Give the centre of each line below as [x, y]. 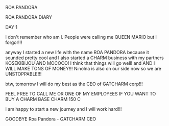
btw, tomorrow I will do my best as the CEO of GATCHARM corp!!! [74, 84]
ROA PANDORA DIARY [29, 17]
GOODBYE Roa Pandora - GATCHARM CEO [51, 119]
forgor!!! [14, 42]
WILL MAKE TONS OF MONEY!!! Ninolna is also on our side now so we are [83, 69]
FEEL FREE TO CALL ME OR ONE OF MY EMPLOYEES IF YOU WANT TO [81, 94]
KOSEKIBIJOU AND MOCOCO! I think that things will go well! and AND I [80, 63]
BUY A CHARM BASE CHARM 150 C [43, 99]
